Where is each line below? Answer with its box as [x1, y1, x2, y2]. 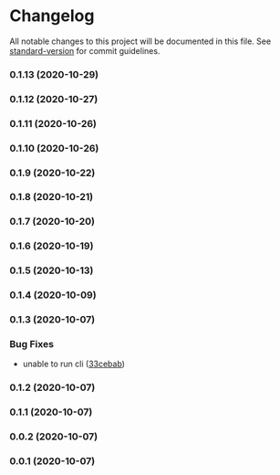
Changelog [9, 5, 95, 26]
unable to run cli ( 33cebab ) [22, 358, 126, 370]
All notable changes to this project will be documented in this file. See [9, 36, 272, 47]
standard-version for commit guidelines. [9, 45, 161, 56]
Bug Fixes [9, 338, 55, 350]
